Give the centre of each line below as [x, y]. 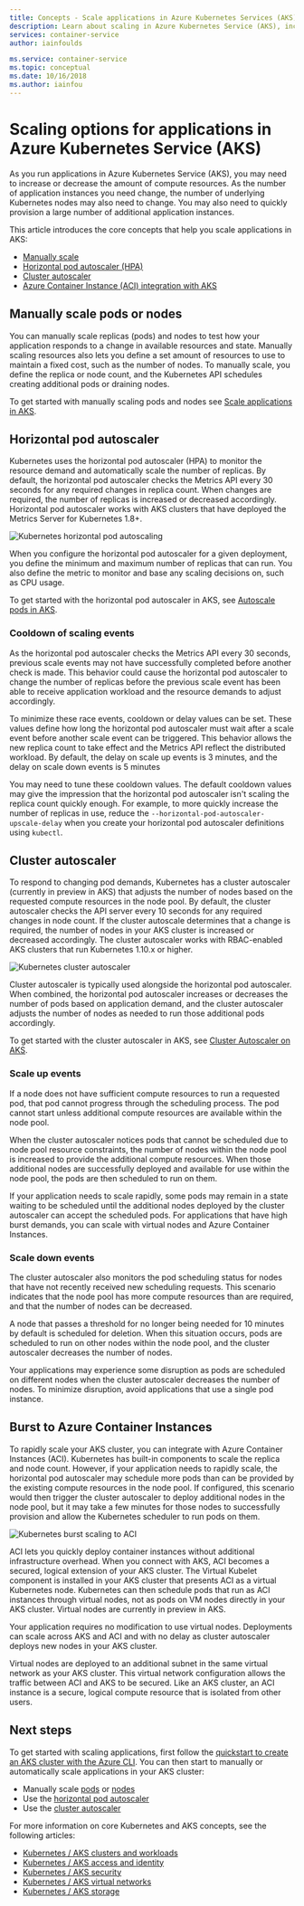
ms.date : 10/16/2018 [48, 76]
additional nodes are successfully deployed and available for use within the [149, 1169]
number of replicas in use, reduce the [79, 813]
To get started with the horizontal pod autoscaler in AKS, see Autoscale [142, 600]
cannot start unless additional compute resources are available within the [146, 1113]
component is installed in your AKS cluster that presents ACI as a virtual [143, 1580]
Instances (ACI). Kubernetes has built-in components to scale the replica [145, 1458]
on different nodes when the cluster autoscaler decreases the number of [145, 1380]
